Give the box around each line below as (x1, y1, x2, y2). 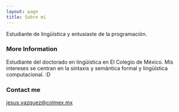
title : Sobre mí (6, 14, 46, 20)
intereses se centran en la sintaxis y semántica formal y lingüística (6, 64, 168, 71)
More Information (6, 45, 57, 53)
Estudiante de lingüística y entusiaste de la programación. (6, 30, 148, 37)
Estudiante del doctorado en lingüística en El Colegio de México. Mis (6, 58, 174, 65)
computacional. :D (6, 71, 51, 78)
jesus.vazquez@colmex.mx (6, 99, 73, 106)
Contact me (6, 85, 41, 94)
